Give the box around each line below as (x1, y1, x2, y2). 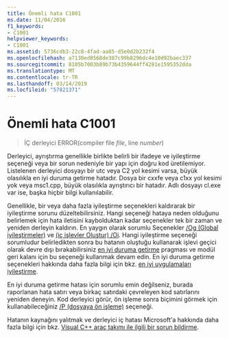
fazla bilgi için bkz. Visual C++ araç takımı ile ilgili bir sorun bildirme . (7, 323, 200, 331)
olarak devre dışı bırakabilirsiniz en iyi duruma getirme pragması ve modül (7, 245, 216, 254)
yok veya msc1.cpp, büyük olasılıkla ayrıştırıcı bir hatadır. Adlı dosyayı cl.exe (7, 181, 221, 189)
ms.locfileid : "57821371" (7, 86, 81, 93)
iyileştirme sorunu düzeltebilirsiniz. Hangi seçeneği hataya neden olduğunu (7, 209, 219, 217)
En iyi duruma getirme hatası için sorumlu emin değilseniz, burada (7, 280, 193, 289)
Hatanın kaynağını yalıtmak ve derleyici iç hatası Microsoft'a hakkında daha (7, 316, 219, 324)
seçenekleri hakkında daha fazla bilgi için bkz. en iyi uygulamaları (7, 260, 192, 268)
